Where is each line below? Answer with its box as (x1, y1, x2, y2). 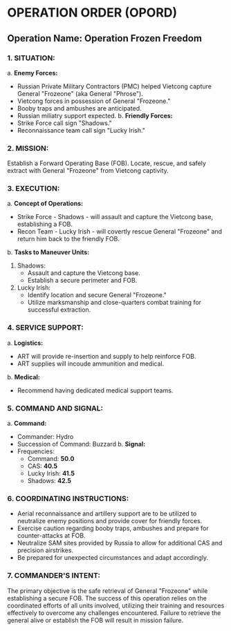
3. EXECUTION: (7, 184, 60, 194)
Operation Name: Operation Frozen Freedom (7, 32, 203, 44)
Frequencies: (17, 447, 55, 455)
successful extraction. (27, 305, 91, 314)
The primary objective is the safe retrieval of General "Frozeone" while (7, 586, 208, 595)
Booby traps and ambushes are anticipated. (17, 104, 142, 112)
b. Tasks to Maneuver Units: (7, 248, 90, 256)
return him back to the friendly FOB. (17, 235, 120, 243)
